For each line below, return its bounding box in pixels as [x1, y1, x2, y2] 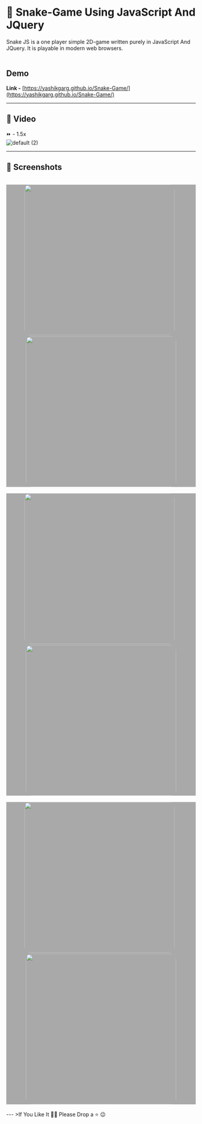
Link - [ [6, 84, 25, 92]
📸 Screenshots [6, 162, 63, 172]
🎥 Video [6, 114, 36, 124]
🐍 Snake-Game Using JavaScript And [6, 5, 196, 19]
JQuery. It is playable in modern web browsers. [6, 45, 123, 52]
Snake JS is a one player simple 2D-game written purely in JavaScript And [6, 38, 191, 45]
